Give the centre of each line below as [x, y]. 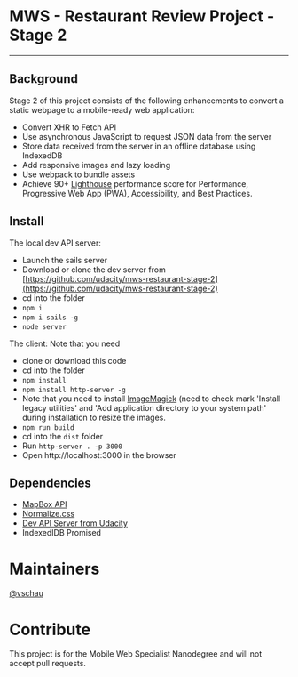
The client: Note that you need [65, 343]
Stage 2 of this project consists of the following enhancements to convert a [146, 101]
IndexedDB [42, 155]
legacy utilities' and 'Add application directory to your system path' [144, 407]
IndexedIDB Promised [62, 533]
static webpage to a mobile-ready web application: [102, 109]
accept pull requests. [48, 664]
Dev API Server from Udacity [75, 523]
